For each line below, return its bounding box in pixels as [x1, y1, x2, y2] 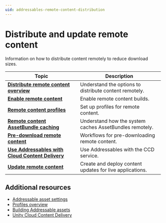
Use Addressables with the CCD [80, 146, 155, 153]
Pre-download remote [7, 132, 61, 139]
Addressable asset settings [12, 196, 68, 202]
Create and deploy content [80, 160, 142, 167]
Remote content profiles [7, 106, 66, 113]
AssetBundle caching [7, 123, 59, 130]
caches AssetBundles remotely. [80, 123, 154, 130]
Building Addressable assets [12, 207, 71, 213]
